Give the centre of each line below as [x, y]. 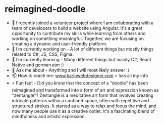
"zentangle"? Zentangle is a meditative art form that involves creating [82, 95]
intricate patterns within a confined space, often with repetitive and [80, 100]
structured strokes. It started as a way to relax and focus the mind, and [84, 106]
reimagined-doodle [45, 9]
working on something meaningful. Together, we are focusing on [78, 39]
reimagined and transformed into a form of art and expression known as [85, 90]
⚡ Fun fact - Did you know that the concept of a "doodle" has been [80, 83]
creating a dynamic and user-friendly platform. [59, 43]
